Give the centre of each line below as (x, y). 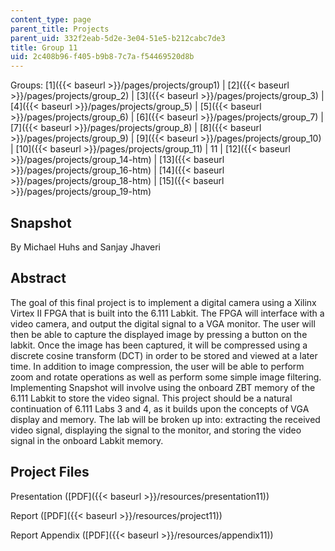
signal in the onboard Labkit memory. (87, 440)
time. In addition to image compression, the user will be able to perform (157, 366)
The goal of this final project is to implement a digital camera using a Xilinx (163, 302)
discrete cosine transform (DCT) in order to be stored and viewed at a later (164, 355)
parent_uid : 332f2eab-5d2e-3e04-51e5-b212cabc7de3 (118, 38)
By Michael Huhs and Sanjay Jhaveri (86, 247)
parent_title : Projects (60, 29)
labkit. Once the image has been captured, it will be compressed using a (159, 345)
